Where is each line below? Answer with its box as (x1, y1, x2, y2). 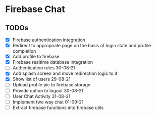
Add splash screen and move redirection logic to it (12, 70, 118, 76)
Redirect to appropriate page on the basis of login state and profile (12, 43, 151, 49)
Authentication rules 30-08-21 (12, 65, 76, 71)
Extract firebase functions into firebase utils (12, 104, 104, 110)
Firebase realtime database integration (12, 59, 93, 65)
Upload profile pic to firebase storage (12, 82, 91, 88)
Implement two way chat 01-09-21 (12, 99, 84, 105)
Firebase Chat (5, 4, 66, 15)
